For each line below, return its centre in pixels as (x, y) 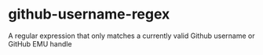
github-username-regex (89, 14)
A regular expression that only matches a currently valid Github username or (131, 36)
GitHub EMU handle (40, 43)
